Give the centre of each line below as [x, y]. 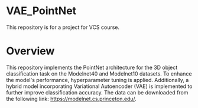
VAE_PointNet [41, 11]
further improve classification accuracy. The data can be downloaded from [97, 92]
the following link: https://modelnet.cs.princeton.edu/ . [72, 99]
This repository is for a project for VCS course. [63, 27]
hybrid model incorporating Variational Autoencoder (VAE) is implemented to [99, 86]
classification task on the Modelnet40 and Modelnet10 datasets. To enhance [99, 73]
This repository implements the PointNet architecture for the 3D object [92, 67]
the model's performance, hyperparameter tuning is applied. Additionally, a [98, 80]
